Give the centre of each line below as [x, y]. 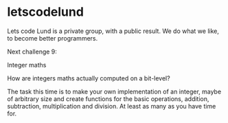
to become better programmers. [53, 38]
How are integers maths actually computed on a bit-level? [89, 78]
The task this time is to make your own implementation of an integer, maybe [114, 91]
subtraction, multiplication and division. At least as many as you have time [112, 106]
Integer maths [27, 65]
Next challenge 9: [32, 52]
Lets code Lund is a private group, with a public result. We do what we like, [113, 31]
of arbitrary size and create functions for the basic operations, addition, [108, 99]
